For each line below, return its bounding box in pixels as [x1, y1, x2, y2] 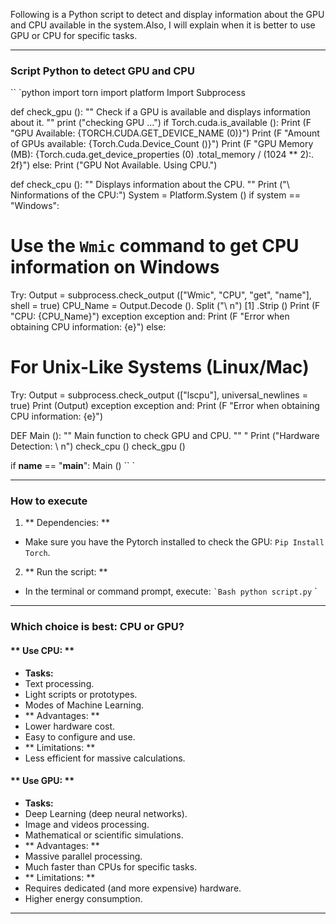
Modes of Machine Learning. [24, 699, 145, 711]
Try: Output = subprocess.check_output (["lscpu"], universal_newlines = [10, 389, 308, 401]
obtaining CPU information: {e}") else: [10, 321, 167, 333]
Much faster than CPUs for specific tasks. [24, 860, 198, 873]
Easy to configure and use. [24, 730, 136, 743]
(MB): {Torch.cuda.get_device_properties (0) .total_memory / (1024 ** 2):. [10, 149, 315, 161]
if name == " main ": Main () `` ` [10, 460, 136, 472]
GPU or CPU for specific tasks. [10, 30, 138, 41]
